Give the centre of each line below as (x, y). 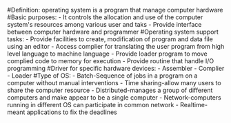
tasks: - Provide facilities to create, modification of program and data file (110, 39)
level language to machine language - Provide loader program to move (108, 54)
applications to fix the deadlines (72, 112)
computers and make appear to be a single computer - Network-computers (114, 98)
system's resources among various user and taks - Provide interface (104, 24)
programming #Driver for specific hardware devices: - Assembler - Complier (116, 68)
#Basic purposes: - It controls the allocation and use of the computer (105, 17)
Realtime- (194, 105)
